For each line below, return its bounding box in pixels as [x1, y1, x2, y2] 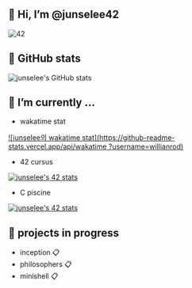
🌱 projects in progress [8, 226, 119, 240]
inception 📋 [19, 248, 60, 257]
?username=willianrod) [108, 142, 184, 151]
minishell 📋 [19, 271, 59, 281]
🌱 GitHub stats [8, 52, 81, 66]
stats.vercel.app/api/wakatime [8, 142, 107, 151]
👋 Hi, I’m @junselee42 [8, 8, 120, 21]
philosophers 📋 [19, 260, 72, 269]
